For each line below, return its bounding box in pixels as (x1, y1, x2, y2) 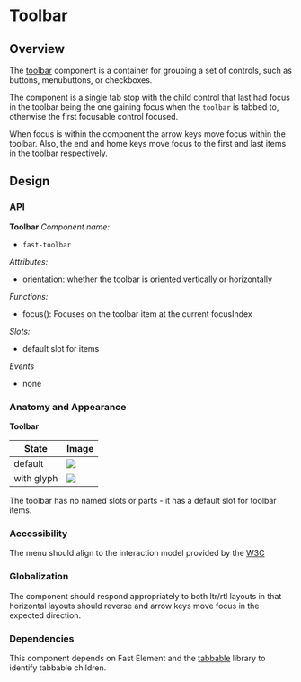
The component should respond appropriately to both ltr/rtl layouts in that (9, 590, 282, 601)
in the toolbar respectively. (9, 148, 108, 158)
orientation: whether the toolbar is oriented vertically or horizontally (22, 274, 272, 284)
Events (9, 361, 35, 372)
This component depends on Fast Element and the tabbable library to (9, 652, 266, 663)
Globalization (9, 570, 69, 583)
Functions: (9, 291, 49, 301)
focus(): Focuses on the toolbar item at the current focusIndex (22, 308, 253, 319)
